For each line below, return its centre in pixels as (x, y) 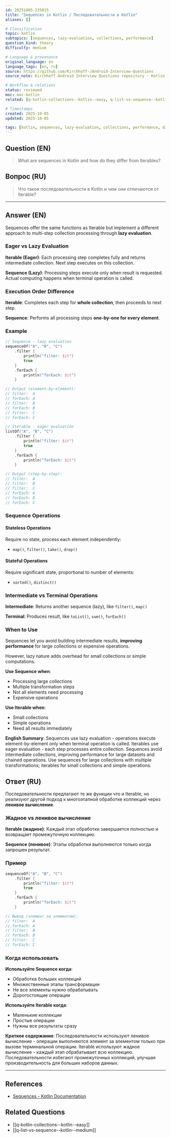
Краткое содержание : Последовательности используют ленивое (77, 1036)
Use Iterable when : (25, 708)
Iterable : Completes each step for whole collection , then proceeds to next (83, 303)
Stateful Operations (26, 561)
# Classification (24, 29)
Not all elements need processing (48, 692)
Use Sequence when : (28, 672)
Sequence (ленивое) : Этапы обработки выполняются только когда (78, 844)
